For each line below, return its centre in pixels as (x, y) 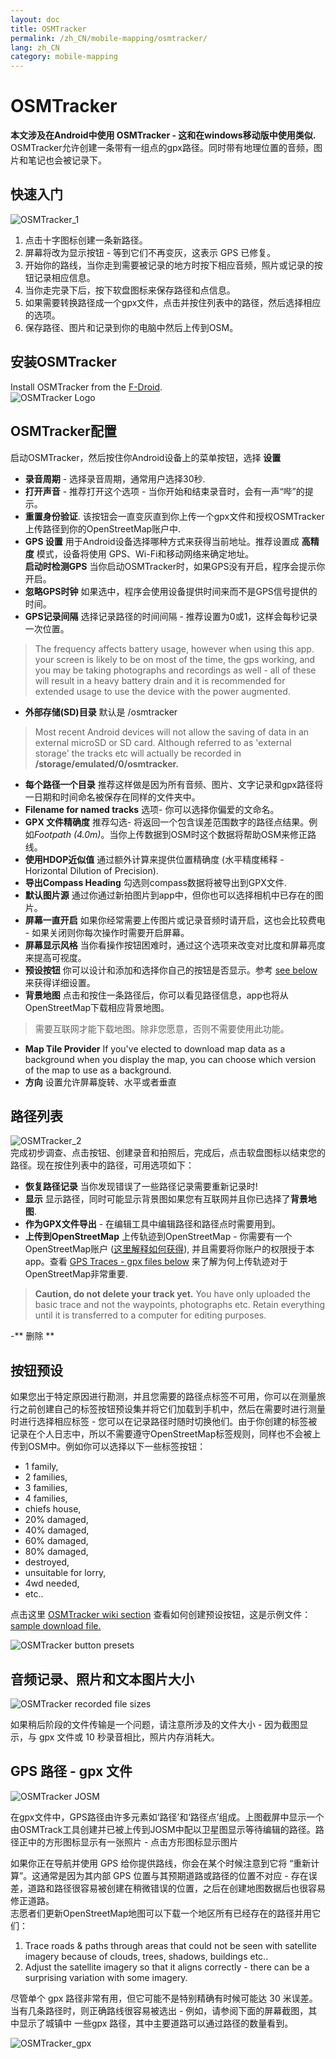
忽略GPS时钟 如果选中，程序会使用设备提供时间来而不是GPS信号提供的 (171, 591)
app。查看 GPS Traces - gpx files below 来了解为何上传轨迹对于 (156, 1262)
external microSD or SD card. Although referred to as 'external (163, 742)
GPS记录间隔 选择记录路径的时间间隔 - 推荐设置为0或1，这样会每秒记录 (171, 616)
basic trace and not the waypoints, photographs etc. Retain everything (180, 1305)
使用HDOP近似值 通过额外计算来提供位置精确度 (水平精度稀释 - (154, 859)
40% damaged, (57, 1530)
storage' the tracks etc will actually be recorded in (138, 753)
